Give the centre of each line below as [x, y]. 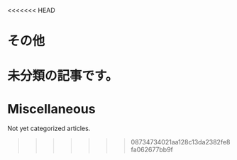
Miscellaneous [51, 109]
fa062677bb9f [152, 150]
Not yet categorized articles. [49, 128]
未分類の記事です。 [63, 76]
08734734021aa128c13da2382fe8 [181, 142]
